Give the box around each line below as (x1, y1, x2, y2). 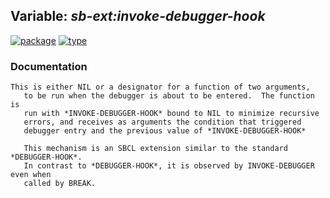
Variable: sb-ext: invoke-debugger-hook (10, 8, 266, 25)
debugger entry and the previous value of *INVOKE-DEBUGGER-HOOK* (23, 126, 307, 136)
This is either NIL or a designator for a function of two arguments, (10, 82, 311, 93)
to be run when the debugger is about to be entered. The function (23, 91, 315, 101)
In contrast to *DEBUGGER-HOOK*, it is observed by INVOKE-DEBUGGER (23, 161, 315, 171)
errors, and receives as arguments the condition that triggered (23, 117, 302, 128)
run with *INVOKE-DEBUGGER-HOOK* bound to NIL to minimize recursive (23, 109, 320, 119)
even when (10, 170, 52, 180)
